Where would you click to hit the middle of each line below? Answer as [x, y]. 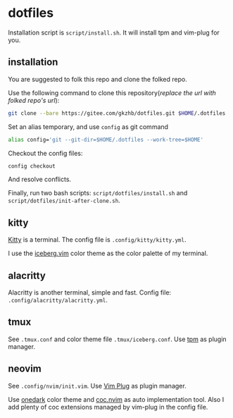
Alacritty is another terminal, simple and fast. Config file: [90, 293]
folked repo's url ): [34, 100]
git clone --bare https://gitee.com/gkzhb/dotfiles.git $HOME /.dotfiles [117, 113]
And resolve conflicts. [40, 179]
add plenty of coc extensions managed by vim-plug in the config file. [108, 407]
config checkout [32, 166]
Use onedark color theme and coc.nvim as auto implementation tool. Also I [116, 399]
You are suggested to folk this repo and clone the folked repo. [97, 79]
